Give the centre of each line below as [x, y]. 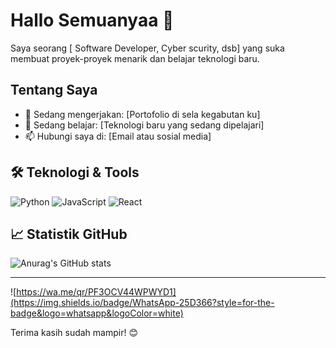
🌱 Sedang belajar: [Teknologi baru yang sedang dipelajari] [144, 125]
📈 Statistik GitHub [69, 234]
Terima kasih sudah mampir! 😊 [74, 333]
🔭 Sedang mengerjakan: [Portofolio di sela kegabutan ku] [142, 114]
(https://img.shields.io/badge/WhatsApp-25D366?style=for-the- [142, 303]
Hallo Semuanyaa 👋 [92, 20]
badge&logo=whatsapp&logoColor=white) [97, 313]
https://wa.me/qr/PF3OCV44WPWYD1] [96, 292]
